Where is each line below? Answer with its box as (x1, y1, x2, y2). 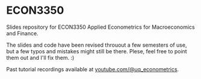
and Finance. (6, 29, 39, 37)
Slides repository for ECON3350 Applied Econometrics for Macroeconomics (6, 23, 195, 31)
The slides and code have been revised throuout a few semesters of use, (6, 41, 187, 48)
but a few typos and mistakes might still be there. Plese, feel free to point (6, 47, 188, 54)
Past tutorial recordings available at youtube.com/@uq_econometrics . (6, 65, 179, 72)
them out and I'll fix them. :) (6, 54, 75, 61)
